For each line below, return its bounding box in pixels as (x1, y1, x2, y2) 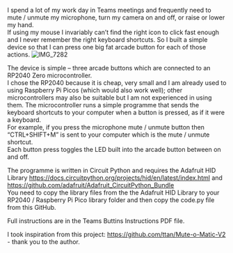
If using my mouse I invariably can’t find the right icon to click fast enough (7, 28, 220, 36)
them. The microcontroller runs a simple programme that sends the (7, 101, 200, 109)
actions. (7, 50, 30, 59)
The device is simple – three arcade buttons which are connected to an (7, 64, 211, 72)
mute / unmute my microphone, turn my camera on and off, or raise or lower (7, 13, 225, 22)
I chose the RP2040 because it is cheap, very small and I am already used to (7, 79, 227, 86)
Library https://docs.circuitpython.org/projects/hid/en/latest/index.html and (7, 174, 223, 182)
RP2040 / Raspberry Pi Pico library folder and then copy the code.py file (7, 196, 215, 204)
